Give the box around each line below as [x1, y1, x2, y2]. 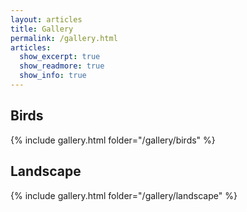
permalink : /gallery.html [10, 33, 118, 43]
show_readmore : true [19, 61, 105, 71]
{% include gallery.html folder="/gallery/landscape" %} [10, 189, 238, 201]
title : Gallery [10, 24, 74, 34]
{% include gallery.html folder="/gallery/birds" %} [10, 134, 216, 146]
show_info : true [19, 71, 87, 81]
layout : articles [10, 14, 83, 25]
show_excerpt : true [19, 52, 101, 62]
